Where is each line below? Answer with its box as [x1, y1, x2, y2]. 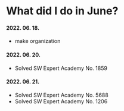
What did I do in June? [6, 4, 119, 18]
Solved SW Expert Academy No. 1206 [14, 97, 108, 105]
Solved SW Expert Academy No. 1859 [14, 64, 107, 72]
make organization [14, 38, 61, 45]
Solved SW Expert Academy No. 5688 [14, 91, 108, 98]
